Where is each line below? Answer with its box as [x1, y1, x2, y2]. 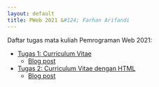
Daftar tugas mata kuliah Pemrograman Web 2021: [7, 35, 153, 44]
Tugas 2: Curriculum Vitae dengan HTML [17, 64, 136, 72]
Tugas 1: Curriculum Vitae [17, 49, 92, 58]
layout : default [7, 10, 55, 17]
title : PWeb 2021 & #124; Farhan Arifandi [7, 17, 130, 24]
